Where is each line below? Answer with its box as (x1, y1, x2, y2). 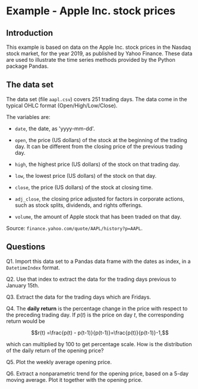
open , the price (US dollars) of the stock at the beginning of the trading (14, 136, 187, 143)
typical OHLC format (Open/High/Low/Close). (6, 102, 118, 109)
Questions (6, 242, 46, 252)
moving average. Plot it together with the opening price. (6, 376, 143, 383)
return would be (6, 317, 46, 325)
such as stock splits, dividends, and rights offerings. (14, 201, 143, 209)
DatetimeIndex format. (6, 263, 61, 271)
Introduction (6, 28, 54, 38)
